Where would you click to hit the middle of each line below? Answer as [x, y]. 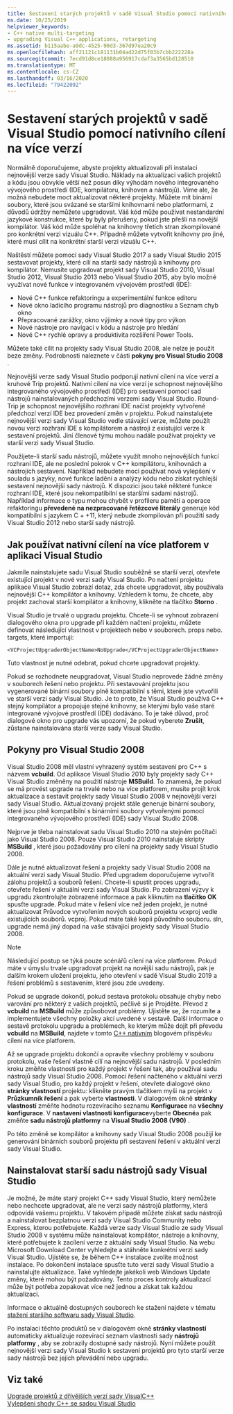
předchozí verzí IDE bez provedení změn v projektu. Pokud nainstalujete [110, 413]
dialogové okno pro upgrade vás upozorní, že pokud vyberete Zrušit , [106, 721]
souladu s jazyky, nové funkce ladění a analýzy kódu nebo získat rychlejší [112, 479]
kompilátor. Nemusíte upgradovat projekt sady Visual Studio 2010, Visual [111, 270]
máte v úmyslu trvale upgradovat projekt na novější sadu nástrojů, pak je [111, 968]
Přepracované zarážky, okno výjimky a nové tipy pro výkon [101, 320]
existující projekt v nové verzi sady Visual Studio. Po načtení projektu [105, 580]
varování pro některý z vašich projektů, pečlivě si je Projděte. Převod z [108, 1004]
